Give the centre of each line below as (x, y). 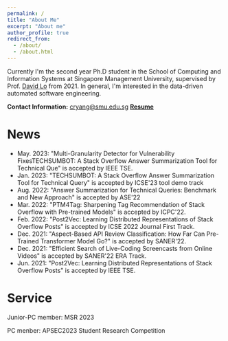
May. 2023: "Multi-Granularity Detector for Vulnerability (96, 153)
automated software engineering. (54, 93)
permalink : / (26, 13)
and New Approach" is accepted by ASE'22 (79, 197)
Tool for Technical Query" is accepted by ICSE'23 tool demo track (110, 182)
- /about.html (33, 52)
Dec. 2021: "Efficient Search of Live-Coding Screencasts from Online (115, 248)
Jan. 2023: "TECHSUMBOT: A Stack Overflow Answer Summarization (116, 175)
